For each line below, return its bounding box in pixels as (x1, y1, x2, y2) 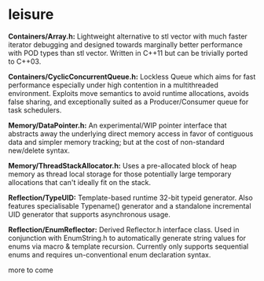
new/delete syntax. (8, 146, 71, 155)
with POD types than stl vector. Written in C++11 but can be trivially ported (8, 48, 248, 57)
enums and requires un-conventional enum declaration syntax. (8, 250, 211, 259)
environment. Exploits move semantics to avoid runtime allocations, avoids (8, 88, 249, 98)
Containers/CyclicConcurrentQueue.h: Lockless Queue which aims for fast (8, 72, 256, 81)
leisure (8, 6, 54, 24)
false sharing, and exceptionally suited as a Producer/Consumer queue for (8, 97, 249, 106)
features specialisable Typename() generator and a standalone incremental (8, 201, 251, 210)
